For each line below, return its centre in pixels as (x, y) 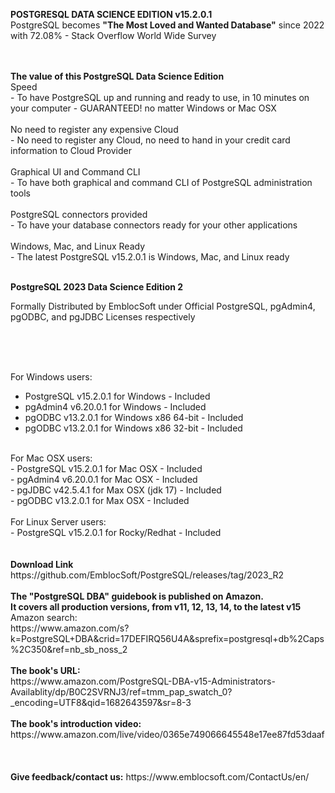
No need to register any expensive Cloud (94, 129)
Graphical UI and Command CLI (75, 172)
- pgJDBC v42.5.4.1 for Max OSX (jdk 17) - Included (116, 490)
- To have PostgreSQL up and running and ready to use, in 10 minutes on (160, 97)
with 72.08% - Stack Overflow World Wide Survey (113, 35)
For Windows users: (51, 377)
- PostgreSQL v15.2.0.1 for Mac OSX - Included (106, 468)
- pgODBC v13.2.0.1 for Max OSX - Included (100, 500)
